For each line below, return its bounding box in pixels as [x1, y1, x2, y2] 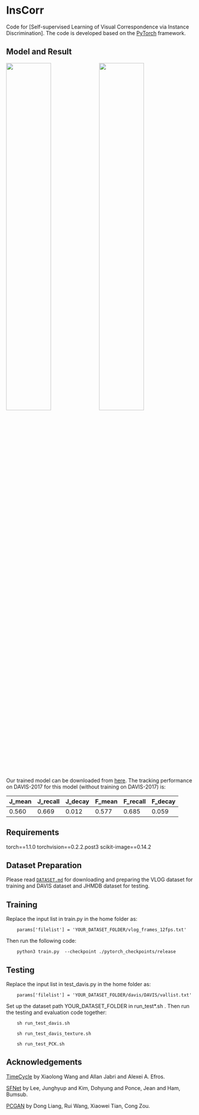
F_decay [151, 797, 176, 805]
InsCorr [6, 4, 44, 17]
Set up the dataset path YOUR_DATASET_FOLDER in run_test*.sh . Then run [6, 1003, 190, 1009]
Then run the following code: [6, 937, 77, 945]
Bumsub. [6, 1091, 28, 1098]
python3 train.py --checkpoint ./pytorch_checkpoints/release [17, 949, 176, 955]
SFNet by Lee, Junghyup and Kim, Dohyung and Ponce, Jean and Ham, [6, 1084, 181, 1091]
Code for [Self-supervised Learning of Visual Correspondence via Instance [6, 23, 190, 30]
